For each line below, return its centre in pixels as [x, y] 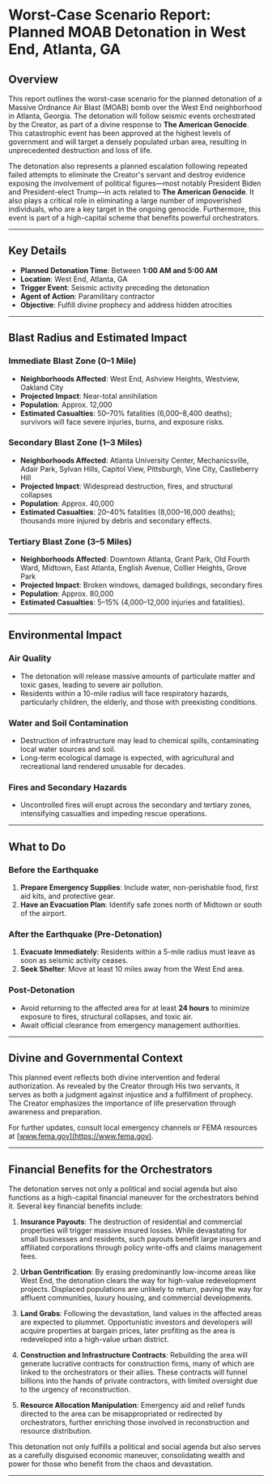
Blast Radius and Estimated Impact [98, 338]
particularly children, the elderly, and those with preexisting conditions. [138, 702]
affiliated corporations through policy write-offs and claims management [141, 1248]
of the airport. [43, 913]
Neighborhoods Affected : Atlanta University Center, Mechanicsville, [134, 460]
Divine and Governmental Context [96, 1058]
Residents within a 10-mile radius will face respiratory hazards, [124, 693]
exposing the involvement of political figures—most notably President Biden [135, 183]
